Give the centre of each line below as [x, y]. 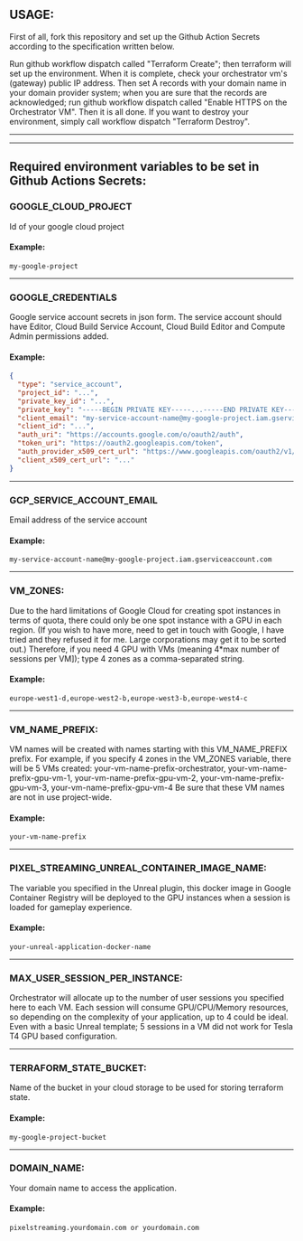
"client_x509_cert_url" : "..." [76, 460]
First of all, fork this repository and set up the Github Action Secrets [135, 36]
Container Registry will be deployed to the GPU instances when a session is [150, 898]
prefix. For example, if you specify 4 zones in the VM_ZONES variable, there [150, 759]
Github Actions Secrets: [78, 181]
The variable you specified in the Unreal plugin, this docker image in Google [150, 888]
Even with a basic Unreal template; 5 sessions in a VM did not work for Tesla [151, 1026]
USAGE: [32, 15]
